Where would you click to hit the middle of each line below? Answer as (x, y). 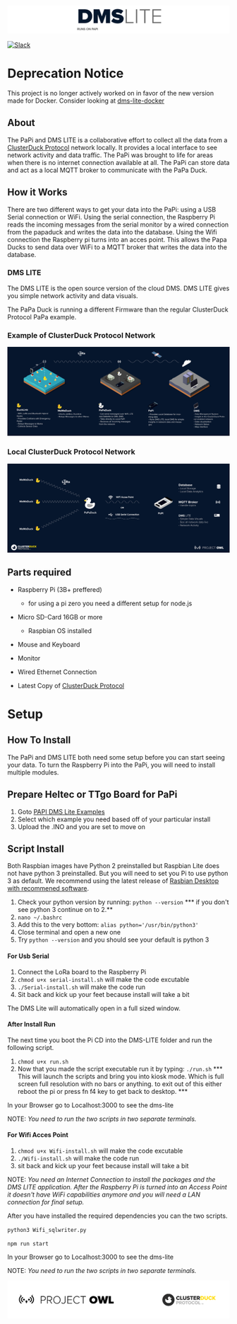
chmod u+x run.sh (43, 1062)
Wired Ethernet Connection (57, 672)
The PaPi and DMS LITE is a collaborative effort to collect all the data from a (117, 139)
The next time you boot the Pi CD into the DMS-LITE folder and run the (110, 1040)
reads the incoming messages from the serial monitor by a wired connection (118, 224)
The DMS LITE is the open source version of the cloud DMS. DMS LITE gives (119, 288)
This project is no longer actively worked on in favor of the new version (110, 93)
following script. (31, 1047)
